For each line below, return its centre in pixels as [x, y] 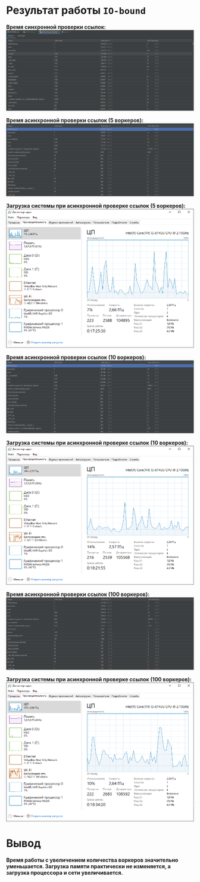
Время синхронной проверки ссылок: [56, 27]
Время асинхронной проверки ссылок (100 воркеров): [78, 594]
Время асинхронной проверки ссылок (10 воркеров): [76, 357]
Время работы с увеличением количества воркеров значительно [92, 860]
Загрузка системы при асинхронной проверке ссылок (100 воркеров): [99, 680]
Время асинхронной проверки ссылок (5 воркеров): [75, 120]
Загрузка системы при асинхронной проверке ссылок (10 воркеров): [97, 442]
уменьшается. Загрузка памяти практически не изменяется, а [88, 866]
